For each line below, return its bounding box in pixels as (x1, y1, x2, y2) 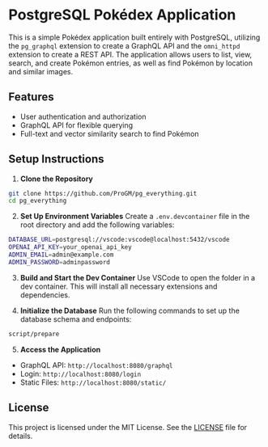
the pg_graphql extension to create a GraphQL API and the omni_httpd (8, 40, 240, 50)
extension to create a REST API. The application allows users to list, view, (8, 49, 253, 59)
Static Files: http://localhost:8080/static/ (19, 377, 167, 387)
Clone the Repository (19, 174, 93, 183)
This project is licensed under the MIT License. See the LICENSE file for (8, 422, 248, 432)
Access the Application (19, 344, 101, 354)
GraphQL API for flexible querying (19, 120, 134, 130)
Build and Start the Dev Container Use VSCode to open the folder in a (19, 272, 256, 282)
